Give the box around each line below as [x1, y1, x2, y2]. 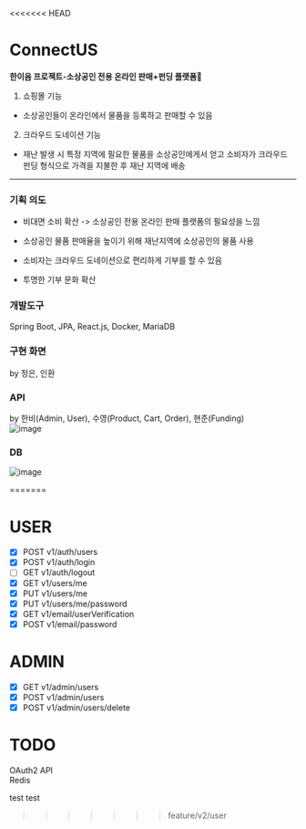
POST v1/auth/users [22, 547, 98, 558]
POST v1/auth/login [22, 557, 96, 568]
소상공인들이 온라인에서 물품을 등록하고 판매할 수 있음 [22, 110, 213, 121]
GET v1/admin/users [22, 681, 99, 692]
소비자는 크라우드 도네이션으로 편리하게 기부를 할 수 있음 [22, 255, 223, 266]
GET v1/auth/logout [22, 567, 96, 578]
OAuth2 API [9, 764, 53, 775]
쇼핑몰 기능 [22, 90, 63, 101]
